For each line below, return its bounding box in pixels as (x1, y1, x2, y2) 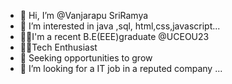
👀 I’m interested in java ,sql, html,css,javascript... (19, 20, 221, 32)
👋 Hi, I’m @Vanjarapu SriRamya (19, 10, 149, 21)
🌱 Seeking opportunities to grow (19, 52, 153, 64)
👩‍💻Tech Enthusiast (19, 41, 98, 53)
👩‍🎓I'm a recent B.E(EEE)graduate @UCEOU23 (19, 31, 210, 42)
